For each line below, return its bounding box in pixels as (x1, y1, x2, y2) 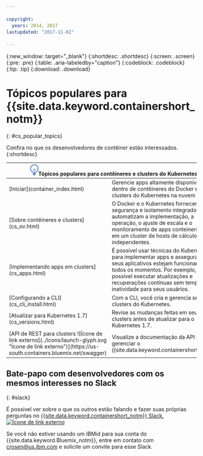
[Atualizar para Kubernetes (8, 312, 76, 319)
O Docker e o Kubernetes (111, 200, 175, 207)
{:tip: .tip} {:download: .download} (6, 65, 91, 73)
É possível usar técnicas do (111, 247, 180, 254)
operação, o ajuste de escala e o (111, 220, 193, 227)
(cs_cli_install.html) (8, 300, 56, 308)
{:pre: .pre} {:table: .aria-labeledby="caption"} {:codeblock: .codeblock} (6, 59, 185, 67)
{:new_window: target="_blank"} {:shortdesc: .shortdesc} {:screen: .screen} (6, 53, 195, 60)
